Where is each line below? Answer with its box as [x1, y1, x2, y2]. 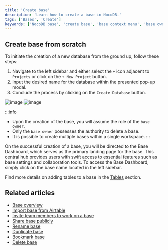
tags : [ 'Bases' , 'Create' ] [5, 17, 61, 22]
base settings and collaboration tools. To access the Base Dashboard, [5, 159, 149, 165]
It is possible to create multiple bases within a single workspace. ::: [12, 134, 150, 140]
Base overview [12, 202, 43, 208]
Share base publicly [12, 218, 53, 224]
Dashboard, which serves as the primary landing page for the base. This [5, 149, 154, 155]
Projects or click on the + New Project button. [12, 74, 107, 80]
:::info [5, 109, 17, 115]
